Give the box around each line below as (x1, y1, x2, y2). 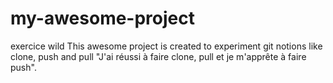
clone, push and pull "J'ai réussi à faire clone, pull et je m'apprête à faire (10, 50, 307, 62)
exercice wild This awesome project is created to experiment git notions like (10, 40, 323, 52)
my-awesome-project (10, 7, 195, 30)
